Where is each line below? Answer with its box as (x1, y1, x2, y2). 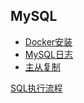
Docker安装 (24, 35, 73, 48)
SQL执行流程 (10, 82, 63, 94)
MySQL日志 (24, 48, 73, 60)
